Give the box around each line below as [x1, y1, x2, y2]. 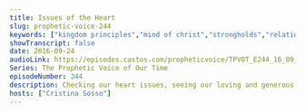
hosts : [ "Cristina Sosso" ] [9, 89, 112, 98]
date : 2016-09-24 [9, 47, 75, 56]
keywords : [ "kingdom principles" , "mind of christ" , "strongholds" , [9, 30, 266, 39]
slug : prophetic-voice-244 [9, 22, 112, 31]
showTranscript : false [9, 38, 95, 48]
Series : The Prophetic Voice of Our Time [9, 64, 169, 73]
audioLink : [9, 55, 51, 64]
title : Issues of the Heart [9, 13, 116, 23]
